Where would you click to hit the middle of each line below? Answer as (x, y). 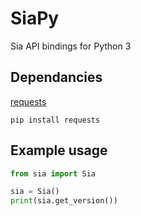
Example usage (59, 150)
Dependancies (56, 77)
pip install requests (55, 120)
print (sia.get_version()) (64, 201)
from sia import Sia (53, 173)
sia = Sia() (35, 192)
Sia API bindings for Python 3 (71, 46)
